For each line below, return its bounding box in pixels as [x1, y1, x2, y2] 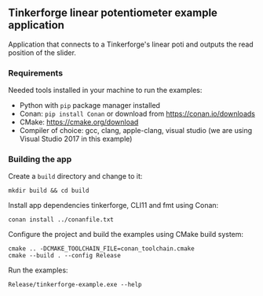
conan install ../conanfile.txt [8, 216, 114, 224]
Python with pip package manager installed [19, 101, 161, 110]
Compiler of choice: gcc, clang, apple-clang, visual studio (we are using [19, 126, 253, 135]
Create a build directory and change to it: [8, 172, 143, 181]
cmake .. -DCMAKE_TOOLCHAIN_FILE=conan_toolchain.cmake [8, 245, 195, 253]
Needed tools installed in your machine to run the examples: [8, 86, 203, 95]
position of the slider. [8, 47, 77, 57]
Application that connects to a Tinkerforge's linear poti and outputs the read [8, 39, 254, 49]
